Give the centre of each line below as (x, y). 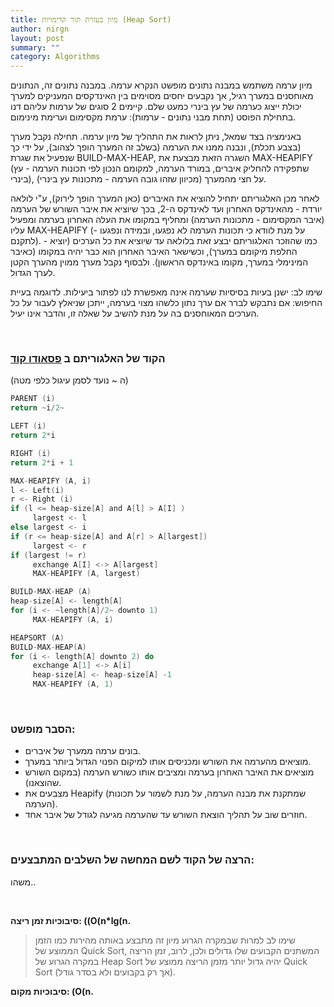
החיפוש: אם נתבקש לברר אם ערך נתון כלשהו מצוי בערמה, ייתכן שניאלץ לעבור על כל (166, 303)
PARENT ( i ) (33, 399)
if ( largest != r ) (48, 555)
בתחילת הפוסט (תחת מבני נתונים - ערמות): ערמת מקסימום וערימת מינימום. (153, 117)
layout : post (37, 38)
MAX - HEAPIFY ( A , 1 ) (73, 684)
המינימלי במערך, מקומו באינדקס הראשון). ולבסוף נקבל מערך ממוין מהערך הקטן (159, 262)
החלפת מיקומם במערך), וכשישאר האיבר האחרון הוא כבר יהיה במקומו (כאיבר (154, 252)
